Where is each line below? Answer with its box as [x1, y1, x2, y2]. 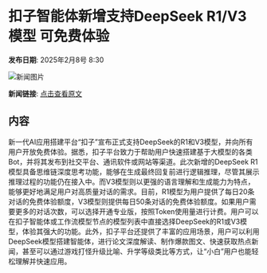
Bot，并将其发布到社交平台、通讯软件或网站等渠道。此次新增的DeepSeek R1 [8, 157, 258, 166]
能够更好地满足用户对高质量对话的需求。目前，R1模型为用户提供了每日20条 [8, 186, 255, 196]
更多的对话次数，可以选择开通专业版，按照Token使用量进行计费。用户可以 [14, 206, 259, 216]
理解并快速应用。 [14, 256, 72, 266]
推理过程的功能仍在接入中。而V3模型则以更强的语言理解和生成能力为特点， [8, 177, 255, 186]
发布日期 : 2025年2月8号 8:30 [8, 55, 104, 64]
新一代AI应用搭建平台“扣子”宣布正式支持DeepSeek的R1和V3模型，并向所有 [8, 137, 253, 146]
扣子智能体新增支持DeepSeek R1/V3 [8, 7, 247, 25]
